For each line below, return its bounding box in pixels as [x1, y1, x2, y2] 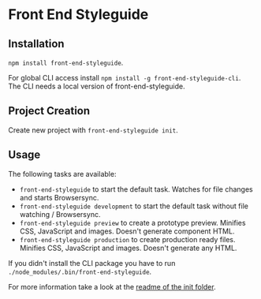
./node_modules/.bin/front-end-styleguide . [8, 267, 152, 276]
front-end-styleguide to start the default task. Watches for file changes [19, 184, 254, 194]
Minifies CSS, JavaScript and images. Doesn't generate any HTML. [19, 243, 237, 252]
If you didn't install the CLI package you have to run [8, 258, 176, 267]
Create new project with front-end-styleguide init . [8, 125, 179, 135]
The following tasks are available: [8, 169, 117, 178]
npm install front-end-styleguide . [8, 58, 124, 67]
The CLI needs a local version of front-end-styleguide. [8, 81, 185, 91]
